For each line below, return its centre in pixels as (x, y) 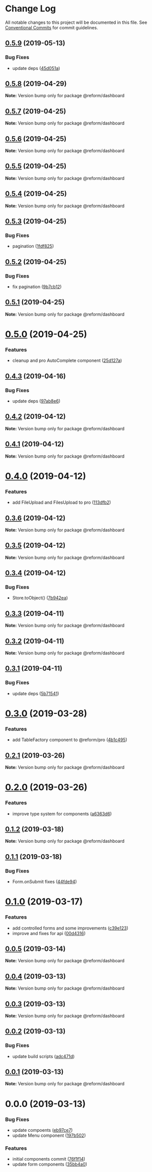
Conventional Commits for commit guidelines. (51, 27)
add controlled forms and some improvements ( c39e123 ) (70, 928)
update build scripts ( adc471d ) (44, 1056)
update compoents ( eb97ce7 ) (42, 1130)
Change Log (30, 9)
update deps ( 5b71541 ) (36, 693)
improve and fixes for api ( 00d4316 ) (49, 933)
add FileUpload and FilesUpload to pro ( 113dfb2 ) (62, 502)
